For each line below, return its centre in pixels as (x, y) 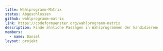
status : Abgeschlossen (28, 14)
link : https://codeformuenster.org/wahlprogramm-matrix (63, 23)
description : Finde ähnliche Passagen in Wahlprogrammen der (68, 28)
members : (14, 32)
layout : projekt (21, 41)
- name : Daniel (25, 37)
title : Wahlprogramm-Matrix (33, 9)
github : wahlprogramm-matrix (34, 18)
